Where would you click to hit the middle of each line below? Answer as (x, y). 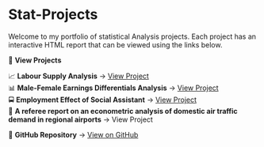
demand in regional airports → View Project (80, 119)
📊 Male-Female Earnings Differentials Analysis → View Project (114, 88)
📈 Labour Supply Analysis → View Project (78, 76)
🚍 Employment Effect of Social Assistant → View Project (102, 100)
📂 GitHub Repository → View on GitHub (73, 134)
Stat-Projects (53, 15)
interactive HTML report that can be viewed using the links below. (115, 44)
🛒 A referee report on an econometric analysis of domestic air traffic (123, 111)
